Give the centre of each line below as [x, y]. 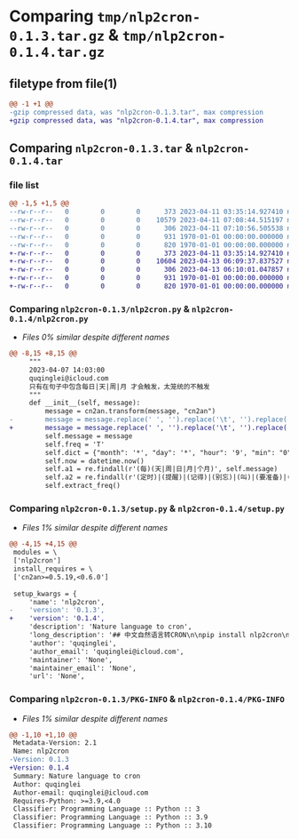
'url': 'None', [57, 676]
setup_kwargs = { [45, 594]
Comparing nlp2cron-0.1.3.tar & [101, 148]
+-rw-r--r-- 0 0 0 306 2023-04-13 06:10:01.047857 [146, 270]
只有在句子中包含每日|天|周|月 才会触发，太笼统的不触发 [119, 387]
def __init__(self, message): [85, 403]
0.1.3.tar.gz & [64, 35]
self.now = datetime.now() [94, 461]
